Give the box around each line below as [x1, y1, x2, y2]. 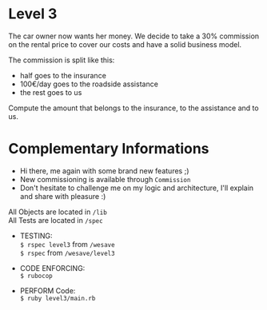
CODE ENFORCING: [19, 263, 86, 272]
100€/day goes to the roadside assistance [19, 79, 158, 89]
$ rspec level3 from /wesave [19, 239, 115, 248]
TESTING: [19, 231, 53, 240]
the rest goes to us [19, 87, 82, 97]
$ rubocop [19, 272, 54, 280]
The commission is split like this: [8, 55, 115, 65]
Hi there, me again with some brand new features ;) [19, 165, 189, 176]
